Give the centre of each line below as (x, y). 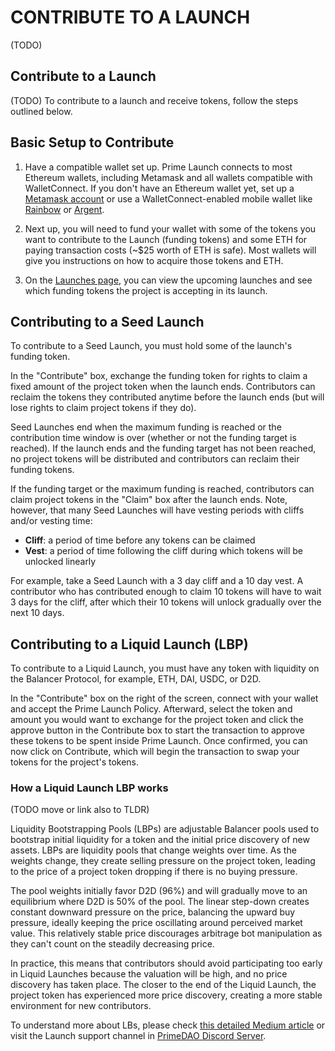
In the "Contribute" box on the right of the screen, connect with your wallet (164, 698)
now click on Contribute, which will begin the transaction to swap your (155, 752)
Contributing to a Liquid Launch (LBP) (129, 644)
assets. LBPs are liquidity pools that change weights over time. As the (153, 850)
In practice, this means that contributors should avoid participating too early (166, 963)
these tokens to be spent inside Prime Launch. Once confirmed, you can (159, 741)
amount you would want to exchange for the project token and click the (157, 720)
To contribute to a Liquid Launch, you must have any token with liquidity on (165, 668)
